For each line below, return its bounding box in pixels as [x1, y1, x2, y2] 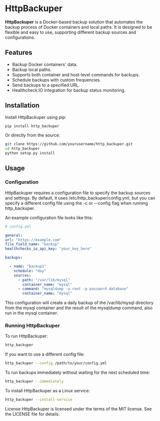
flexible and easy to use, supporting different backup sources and [5, 29, 136, 35]
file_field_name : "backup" [5, 242, 59, 247]
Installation [5, 101, 40, 110]
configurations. [5, 34, 35, 40]
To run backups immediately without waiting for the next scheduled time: [5, 370, 150, 375]
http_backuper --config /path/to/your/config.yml [5, 361, 107, 366]
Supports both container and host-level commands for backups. [12, 71, 140, 78]
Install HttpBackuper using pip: [5, 114, 67, 120]
